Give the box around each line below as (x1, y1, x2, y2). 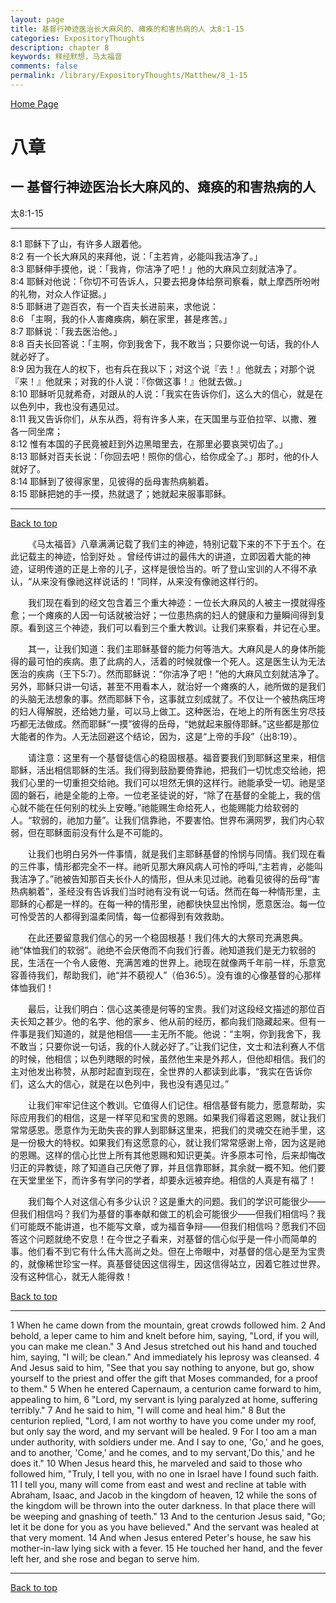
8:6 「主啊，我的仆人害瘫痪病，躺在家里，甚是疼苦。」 (10, 312, 233, 325)
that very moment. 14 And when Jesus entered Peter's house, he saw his (10, 1531, 312, 1543)
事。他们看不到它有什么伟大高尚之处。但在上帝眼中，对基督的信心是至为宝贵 (10, 1245, 326, 1257)
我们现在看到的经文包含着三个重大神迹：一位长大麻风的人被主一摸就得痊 (28, 596, 326, 608)
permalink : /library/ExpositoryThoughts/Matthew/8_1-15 (10, 71, 248, 81)
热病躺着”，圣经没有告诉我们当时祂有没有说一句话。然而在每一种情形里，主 (10, 885, 322, 897)
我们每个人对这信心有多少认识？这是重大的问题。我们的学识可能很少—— (28, 1195, 326, 1207)
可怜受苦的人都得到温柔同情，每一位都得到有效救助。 (10, 910, 230, 922)
